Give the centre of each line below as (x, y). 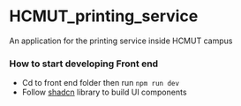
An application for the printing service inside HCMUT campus (121, 41)
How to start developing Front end (84, 64)
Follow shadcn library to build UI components (104, 92)
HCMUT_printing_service (104, 16)
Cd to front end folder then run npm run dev (100, 83)
